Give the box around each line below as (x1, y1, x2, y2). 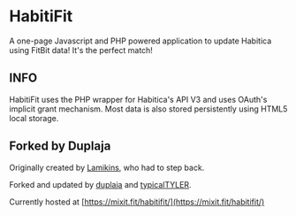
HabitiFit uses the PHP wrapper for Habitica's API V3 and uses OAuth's (9, 94, 268, 104)
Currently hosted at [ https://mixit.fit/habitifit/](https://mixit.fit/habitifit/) (9, 197, 265, 207)
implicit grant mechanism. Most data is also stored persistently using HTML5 (9, 104, 288, 114)
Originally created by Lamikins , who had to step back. (9, 162, 205, 173)
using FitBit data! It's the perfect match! (9, 44, 153, 55)
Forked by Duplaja (9, 139, 111, 154)
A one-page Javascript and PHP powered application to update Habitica (9, 35, 272, 46)
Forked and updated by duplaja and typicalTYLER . (9, 179, 192, 189)
